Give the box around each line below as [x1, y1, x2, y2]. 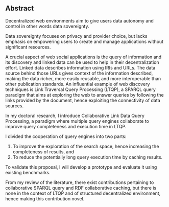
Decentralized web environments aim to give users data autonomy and [5, 17, 154, 24]
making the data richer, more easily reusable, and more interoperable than [5, 75, 161, 81]
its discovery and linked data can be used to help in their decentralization [5, 59, 159, 65]
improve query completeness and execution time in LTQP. [5, 123, 127, 129]
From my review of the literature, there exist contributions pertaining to [5, 179, 154, 186]
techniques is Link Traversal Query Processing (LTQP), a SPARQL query [5, 86, 156, 93]
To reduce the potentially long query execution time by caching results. [12, 154, 162, 160]
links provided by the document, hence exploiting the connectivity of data [5, 97, 161, 103]
